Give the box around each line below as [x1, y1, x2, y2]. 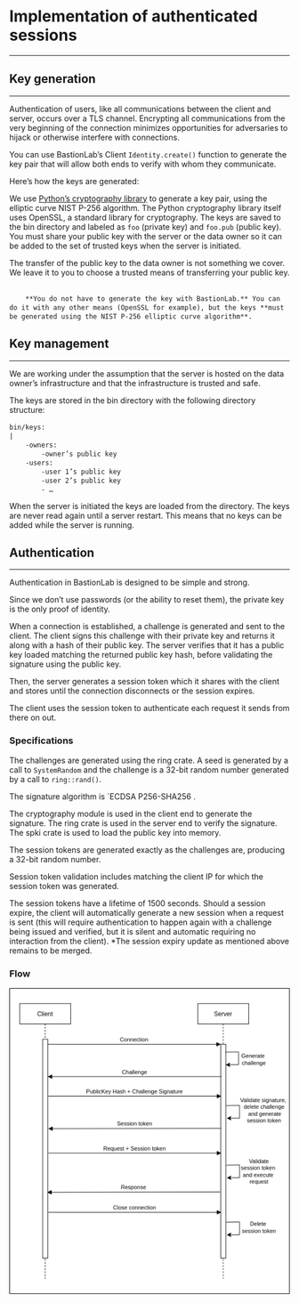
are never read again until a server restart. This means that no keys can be [9, 510, 282, 521]
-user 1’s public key [41, 467, 122, 476]
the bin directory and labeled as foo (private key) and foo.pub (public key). [9, 221, 282, 232]
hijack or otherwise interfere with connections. [9, 132, 180, 142]
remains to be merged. [9, 945, 93, 956]
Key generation [9, 71, 96, 86]
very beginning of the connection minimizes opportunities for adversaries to [9, 122, 288, 133]
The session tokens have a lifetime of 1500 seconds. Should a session [9, 897, 266, 909]
